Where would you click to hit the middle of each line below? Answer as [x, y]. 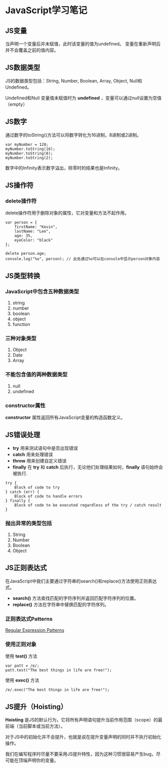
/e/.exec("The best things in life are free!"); [57, 690]
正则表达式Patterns [29, 619]
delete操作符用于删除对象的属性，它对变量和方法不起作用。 [67, 213]
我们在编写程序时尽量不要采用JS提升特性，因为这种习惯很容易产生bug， [81, 754]
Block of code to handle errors [48, 496]
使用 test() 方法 [21, 656]
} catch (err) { [22, 492]
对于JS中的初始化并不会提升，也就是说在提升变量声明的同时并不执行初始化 [83, 737]
